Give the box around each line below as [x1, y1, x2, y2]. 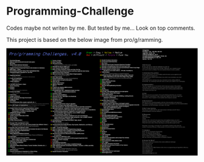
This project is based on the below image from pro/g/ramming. [6, 36, 163, 43]
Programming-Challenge [6, 4, 134, 18]
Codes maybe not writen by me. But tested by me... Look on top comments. [6, 24, 195, 32]
